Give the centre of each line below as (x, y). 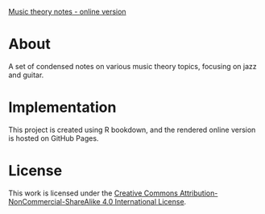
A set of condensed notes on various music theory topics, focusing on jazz (133, 66)
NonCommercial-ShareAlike (54, 201)
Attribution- (199, 193)
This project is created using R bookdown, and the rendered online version (132, 130)
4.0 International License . (144, 201)
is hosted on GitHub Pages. (54, 138)
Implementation (62, 107)
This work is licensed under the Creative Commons (93, 193)
